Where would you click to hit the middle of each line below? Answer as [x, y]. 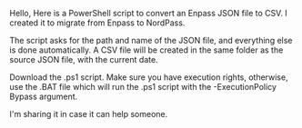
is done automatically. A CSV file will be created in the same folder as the [146, 50]
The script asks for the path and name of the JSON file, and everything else [151, 40]
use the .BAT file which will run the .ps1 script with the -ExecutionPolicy [143, 87]
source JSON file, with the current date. [84, 59]
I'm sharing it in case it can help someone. [89, 114]
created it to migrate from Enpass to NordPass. [97, 23]
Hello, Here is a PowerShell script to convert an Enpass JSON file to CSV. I [149, 13]
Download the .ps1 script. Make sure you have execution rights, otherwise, [149, 77]
